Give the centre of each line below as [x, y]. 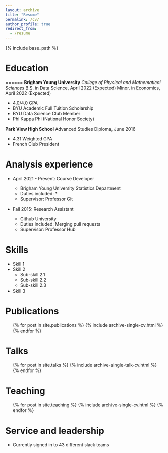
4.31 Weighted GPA [32, 138]
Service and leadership [55, 430]
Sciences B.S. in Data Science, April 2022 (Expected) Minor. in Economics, [83, 88]
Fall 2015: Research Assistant [43, 209]
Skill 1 [18, 264]
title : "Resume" [22, 15]
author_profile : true [28, 24]
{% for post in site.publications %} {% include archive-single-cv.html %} [88, 325]
